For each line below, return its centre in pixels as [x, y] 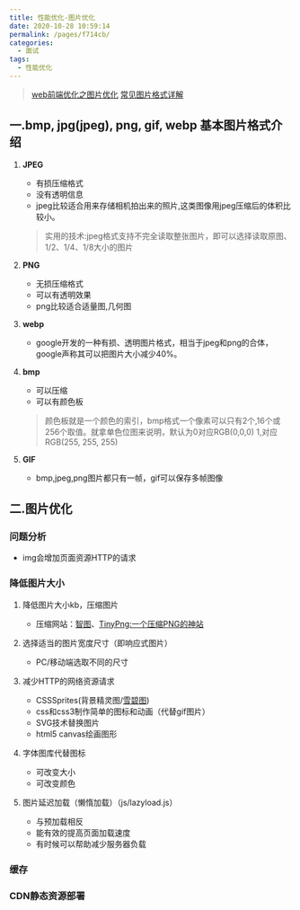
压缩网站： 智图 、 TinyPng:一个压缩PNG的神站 [119, 623]
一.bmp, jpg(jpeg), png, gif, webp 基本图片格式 [140, 125]
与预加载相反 [59, 821]
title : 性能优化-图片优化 [53, 18]
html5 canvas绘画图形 [76, 734]
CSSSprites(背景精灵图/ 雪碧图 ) [93, 700]
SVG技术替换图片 [68, 722]
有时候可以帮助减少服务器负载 [91, 844]
